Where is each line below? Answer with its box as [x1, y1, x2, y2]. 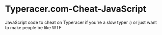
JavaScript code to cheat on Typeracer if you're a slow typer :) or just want [5, 19, 157, 25]
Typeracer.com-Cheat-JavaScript [5, 3, 146, 15]
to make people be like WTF [5, 24, 62, 30]
